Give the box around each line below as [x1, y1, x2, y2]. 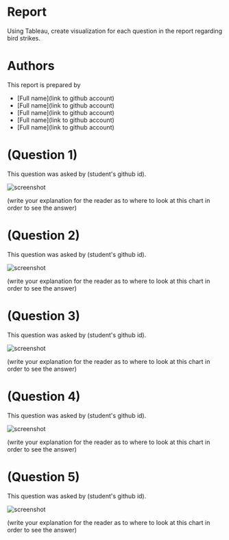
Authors [7, 58, 55, 74]
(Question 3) [7, 308, 80, 323]
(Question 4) [7, 389, 81, 404]
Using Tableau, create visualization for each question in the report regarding [7, 27, 223, 35]
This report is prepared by [7, 80, 81, 89]
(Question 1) [7, 147, 77, 163]
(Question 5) [7, 469, 80, 484]
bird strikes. [7, 34, 41, 42]
